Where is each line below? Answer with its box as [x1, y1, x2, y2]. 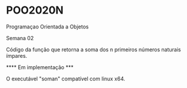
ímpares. [6, 52, 28, 59]
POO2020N [6, 4, 64, 17]
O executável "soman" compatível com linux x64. [6, 75, 125, 82]
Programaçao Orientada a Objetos [6, 23, 89, 30]
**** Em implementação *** [6, 63, 74, 71]
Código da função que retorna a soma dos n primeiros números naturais [6, 45, 181, 53]
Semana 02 [6, 34, 34, 41]
